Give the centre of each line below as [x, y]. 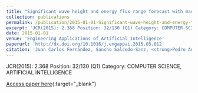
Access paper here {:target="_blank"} [51, 84]
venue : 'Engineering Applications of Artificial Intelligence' [85, 39]
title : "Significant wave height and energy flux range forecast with [95, 11]
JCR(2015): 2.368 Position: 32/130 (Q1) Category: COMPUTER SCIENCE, [94, 66]
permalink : [19, 22]
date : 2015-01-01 [27, 33]
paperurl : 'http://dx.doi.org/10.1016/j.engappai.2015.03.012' [85, 44]
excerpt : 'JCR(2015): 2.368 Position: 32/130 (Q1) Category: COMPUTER [95, 28]
